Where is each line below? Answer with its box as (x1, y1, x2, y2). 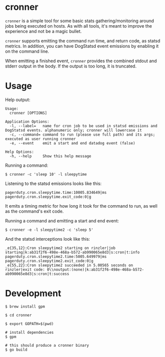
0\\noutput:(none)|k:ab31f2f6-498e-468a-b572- (47, 267, 144, 272)
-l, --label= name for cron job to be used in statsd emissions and (9, 123, 158, 128)
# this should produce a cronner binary (5, 343, 90, 348)
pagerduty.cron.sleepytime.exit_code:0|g (5, 194, 92, 199)
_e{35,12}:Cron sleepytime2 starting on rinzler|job (5, 246, 116, 250)
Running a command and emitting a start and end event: (5, 217, 119, 223)
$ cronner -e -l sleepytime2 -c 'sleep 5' (5, 227, 94, 232)
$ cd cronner (5, 313, 32, 318)
